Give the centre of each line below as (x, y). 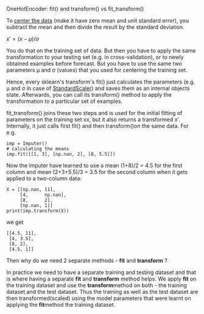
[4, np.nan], (43, 195)
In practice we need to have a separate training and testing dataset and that (101, 272)
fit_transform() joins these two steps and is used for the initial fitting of (94, 113)
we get (15, 222)
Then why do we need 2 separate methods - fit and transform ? (87, 260)
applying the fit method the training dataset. (61, 305)
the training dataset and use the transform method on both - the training (97, 285)
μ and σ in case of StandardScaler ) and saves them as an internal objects (98, 88)
